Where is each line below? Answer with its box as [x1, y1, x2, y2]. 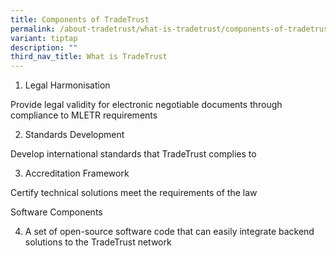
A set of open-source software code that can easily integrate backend [24, 226, 315, 238]
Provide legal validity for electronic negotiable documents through [10, 99, 283, 111]
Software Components [10, 206, 103, 218]
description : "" [10, 42, 78, 53]
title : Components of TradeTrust [10, 14, 150, 25]
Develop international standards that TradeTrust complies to [10, 148, 257, 160]
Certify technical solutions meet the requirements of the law [10, 187, 258, 199]
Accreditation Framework [24, 167, 130, 180]
